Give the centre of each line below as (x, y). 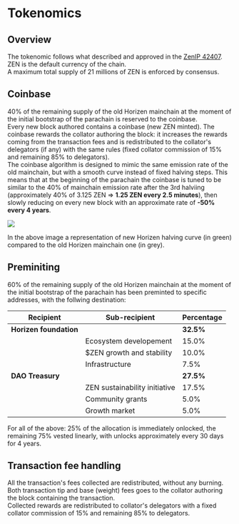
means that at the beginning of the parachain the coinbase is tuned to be (115, 179)
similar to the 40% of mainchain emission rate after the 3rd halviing (106, 187)
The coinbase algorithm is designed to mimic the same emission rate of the (118, 164)
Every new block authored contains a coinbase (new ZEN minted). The (111, 126)
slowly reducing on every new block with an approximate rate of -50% (111, 202)
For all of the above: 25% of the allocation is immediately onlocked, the (112, 428)
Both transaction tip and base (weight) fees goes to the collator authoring (115, 490)
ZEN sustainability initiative (131, 387)
